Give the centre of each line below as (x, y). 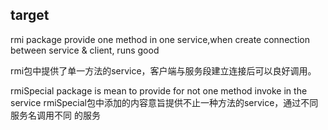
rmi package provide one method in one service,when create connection (160, 39)
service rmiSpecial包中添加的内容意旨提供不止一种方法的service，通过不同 (164, 102)
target (30, 15)
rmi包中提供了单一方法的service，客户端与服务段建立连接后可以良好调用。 (163, 70)
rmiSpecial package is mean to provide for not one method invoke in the (159, 90)
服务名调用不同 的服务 (55, 115)
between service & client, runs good (85, 50)
